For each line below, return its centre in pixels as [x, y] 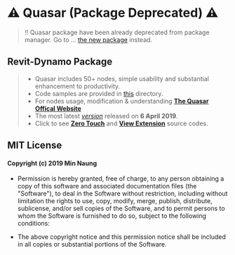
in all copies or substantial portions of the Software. [92, 244]
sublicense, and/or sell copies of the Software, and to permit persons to [121, 209]
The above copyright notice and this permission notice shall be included [122, 237]
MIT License [35, 145]
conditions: [34, 223]
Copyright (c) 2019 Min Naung [52, 163]
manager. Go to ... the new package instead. [88, 39]
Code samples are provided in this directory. [99, 93]
